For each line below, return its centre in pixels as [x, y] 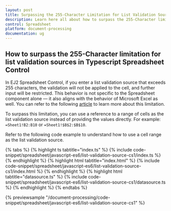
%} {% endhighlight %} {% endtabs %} [46, 187]
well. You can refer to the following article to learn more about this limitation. [85, 104]
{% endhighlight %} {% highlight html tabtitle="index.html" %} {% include [82, 160]
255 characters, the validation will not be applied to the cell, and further [80, 87]
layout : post [19, 10]
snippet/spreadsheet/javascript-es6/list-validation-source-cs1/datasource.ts [85, 182]
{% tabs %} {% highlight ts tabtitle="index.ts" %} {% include [69, 149]
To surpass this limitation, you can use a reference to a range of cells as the [85, 114]
